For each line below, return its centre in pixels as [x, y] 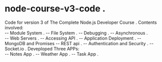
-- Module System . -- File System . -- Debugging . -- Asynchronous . [76, 33]
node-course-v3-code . [55, 9]
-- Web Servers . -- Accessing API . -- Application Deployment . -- [73, 38]
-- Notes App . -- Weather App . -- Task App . [51, 54]
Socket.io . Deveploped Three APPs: [42, 49]
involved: [14, 27]
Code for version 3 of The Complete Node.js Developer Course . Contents [81, 22]
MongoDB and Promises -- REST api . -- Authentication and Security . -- [79, 43]
